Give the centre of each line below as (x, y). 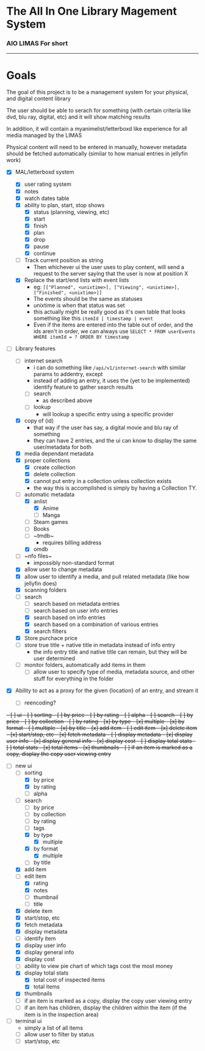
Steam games (51, 522)
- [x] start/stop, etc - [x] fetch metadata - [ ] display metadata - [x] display (100, 734)
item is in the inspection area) (61, 1014)
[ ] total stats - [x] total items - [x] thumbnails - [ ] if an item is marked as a (99, 748)
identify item (40, 938)
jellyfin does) (41, 583)
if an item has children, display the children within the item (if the (106, 1008)
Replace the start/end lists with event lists (77, 280)
